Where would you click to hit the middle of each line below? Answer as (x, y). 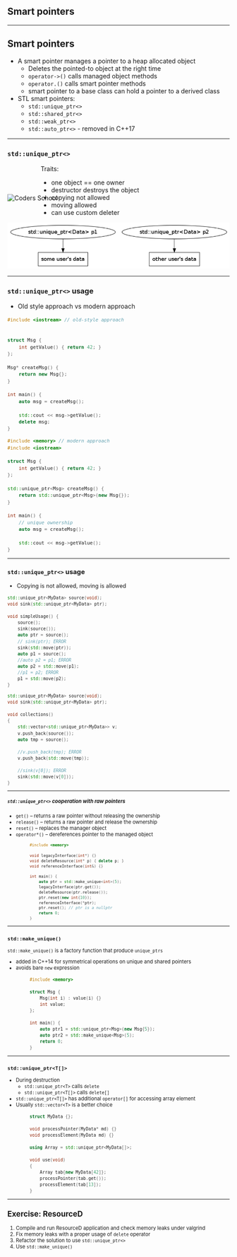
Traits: (50, 168)
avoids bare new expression (48, 968)
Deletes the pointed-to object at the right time (95, 68)
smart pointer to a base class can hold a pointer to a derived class (124, 90)
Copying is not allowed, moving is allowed (72, 586)
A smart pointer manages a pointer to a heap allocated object (107, 61)
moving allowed (74, 205)
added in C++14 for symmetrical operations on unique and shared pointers (104, 962)
